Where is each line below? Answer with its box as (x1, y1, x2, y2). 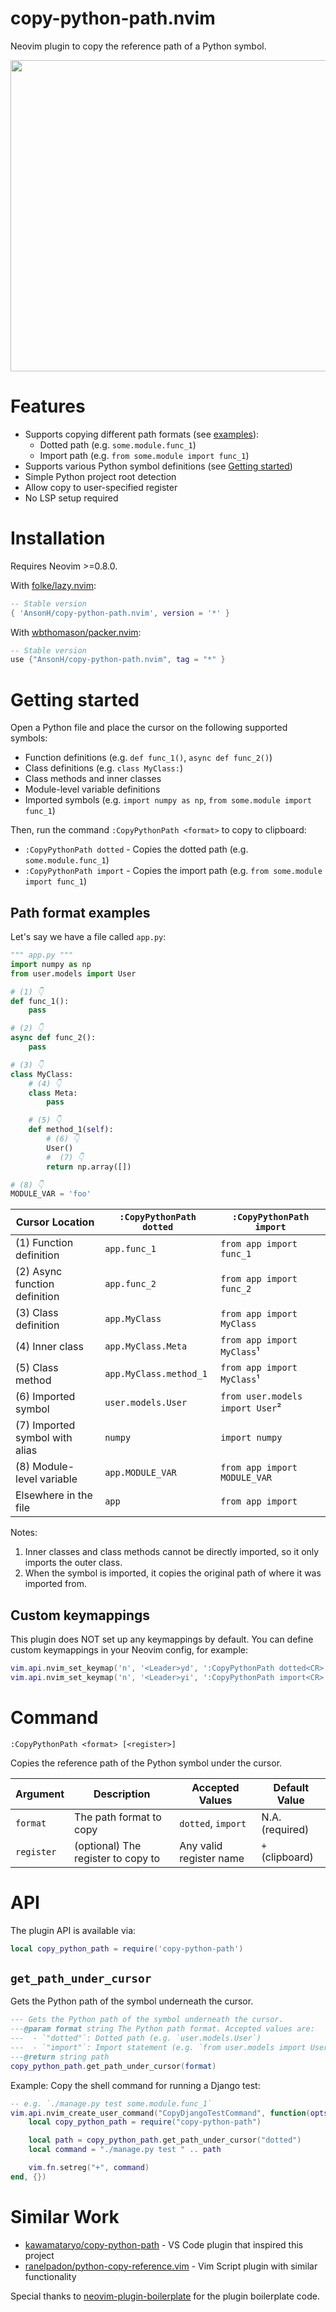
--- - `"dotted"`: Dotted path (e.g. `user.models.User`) (10, 2033, 262, 2044)
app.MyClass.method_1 (104, 1368, 208, 1380)
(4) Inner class (15, 1340, 84, 1354)
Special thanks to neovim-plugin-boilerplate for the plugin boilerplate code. (10, 2290, 320, 2302)
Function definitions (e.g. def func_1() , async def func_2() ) (24, 752, 273, 764)
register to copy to (74, 1851, 161, 1865)
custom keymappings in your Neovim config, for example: (10, 1644, 248, 1656)
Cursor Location (15, 1215, 95, 1229)
